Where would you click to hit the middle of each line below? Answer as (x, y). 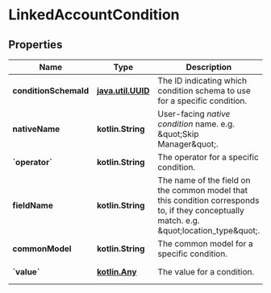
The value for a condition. (206, 272)
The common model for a (205, 243)
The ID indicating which (202, 80)
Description (209, 67)
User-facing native (194, 114)
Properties (35, 45)
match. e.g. (179, 221)
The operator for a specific (208, 157)
